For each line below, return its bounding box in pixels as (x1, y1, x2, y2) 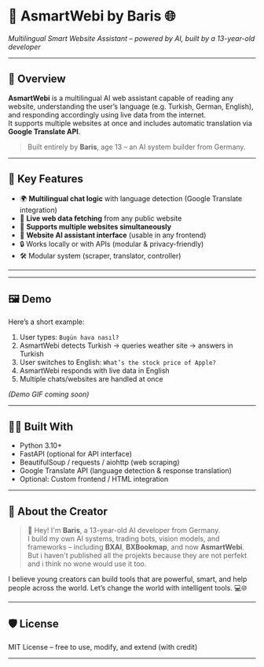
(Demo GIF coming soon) (8, 389, 90, 399)
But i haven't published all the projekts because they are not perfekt (27, 551, 247, 560)
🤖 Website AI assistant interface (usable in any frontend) (19, 230, 207, 240)
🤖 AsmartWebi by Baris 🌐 (8, 7, 176, 25)
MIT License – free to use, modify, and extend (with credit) (8, 642, 198, 651)
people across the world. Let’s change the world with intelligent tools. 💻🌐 (8, 583, 247, 592)
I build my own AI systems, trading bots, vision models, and (27, 534, 220, 543)
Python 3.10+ (19, 441, 63, 450)
